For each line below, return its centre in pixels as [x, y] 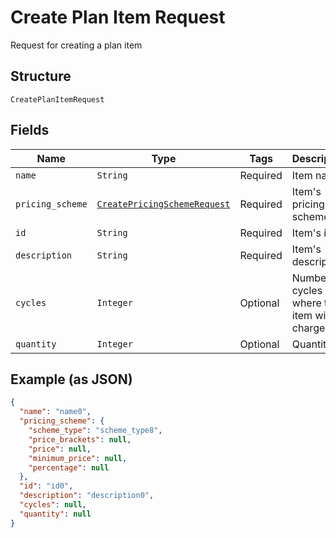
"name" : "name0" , [55, 412]
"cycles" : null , [53, 505]
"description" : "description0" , [87, 496]
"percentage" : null [69, 467]
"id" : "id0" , [46, 486]
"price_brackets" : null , [80, 439]
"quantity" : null [55, 514]
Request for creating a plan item [76, 45]
